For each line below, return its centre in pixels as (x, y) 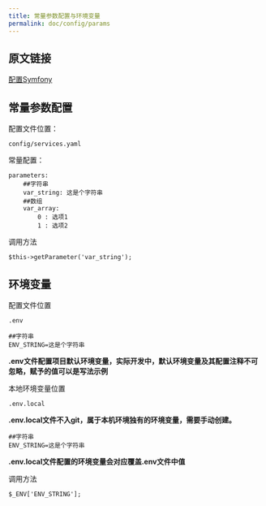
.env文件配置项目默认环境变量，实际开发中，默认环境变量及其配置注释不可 (133, 361)
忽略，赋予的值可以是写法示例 (58, 371)
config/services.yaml (45, 144)
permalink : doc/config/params (60, 24)
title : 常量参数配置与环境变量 (54, 16)
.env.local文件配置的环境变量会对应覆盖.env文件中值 (97, 461)
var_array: (41, 209)
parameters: (28, 175)
